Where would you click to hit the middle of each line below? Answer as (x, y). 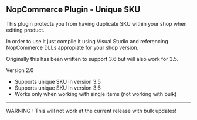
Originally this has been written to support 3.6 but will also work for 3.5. (92, 59)
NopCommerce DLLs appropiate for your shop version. (72, 47)
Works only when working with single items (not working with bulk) (96, 94)
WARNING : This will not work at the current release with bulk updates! (91, 111)
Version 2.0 (20, 70)
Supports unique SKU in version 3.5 (57, 81)
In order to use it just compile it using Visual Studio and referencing (87, 41)
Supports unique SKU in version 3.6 (58, 88)
